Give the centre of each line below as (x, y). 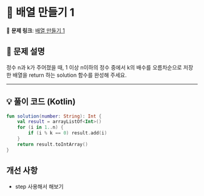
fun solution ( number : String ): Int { (54, 116)
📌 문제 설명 (26, 51)
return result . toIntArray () (53, 144)
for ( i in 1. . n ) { (40, 128)
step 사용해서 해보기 (39, 186)
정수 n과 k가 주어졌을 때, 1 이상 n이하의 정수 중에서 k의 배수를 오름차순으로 (94, 67)
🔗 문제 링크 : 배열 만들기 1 (36, 30)
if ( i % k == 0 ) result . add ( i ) (68, 133)
